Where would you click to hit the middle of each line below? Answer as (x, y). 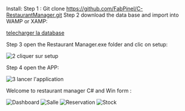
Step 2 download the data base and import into (121, 15)
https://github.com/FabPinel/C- (104, 9)
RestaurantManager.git (34, 15)
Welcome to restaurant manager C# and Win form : (69, 91)
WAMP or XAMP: (27, 21)
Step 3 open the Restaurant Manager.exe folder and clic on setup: (87, 44)
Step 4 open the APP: (33, 67)
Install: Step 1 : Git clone (36, 9)
